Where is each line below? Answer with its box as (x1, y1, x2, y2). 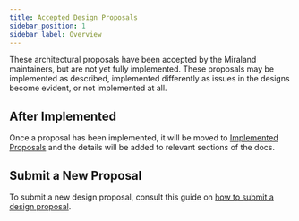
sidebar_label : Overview (9, 30, 102, 38)
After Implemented (9, 108, 117, 123)
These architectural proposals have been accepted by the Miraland (9, 55, 257, 65)
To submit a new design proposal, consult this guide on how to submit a (9, 191, 275, 202)
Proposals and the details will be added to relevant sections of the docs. (9, 142, 276, 153)
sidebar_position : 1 (9, 21, 87, 30)
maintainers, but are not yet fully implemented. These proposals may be (9, 64, 275, 74)
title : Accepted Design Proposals (9, 13, 139, 22)
